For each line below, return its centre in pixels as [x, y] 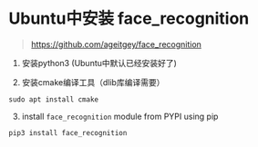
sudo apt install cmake [54, 99]
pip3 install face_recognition [68, 132]
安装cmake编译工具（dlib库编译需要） [93, 82]
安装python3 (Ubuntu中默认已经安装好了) [99, 63]
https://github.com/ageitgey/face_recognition [116, 44]
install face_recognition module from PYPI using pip [120, 116]
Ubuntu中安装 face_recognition [129, 19]
